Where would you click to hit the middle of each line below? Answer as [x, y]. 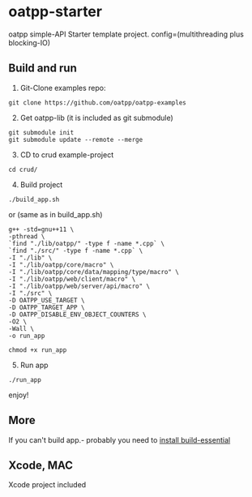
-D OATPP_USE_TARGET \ [47, 300]
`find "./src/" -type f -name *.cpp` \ [76, 251]
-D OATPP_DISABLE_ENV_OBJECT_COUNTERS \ [78, 315]
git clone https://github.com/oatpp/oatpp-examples [97, 103]
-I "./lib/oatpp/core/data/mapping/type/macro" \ [94, 272]
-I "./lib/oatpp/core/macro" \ [61, 265]
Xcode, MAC [41, 465]
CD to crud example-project [67, 154]
